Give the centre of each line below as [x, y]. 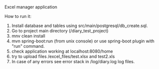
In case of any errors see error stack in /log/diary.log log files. [73, 62]
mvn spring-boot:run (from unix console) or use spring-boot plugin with [83, 41]
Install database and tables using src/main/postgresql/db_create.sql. [79, 26]
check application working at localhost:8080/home [62, 51]
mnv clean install [28, 36]
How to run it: [18, 16]
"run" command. [28, 46]
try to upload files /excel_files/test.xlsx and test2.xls [63, 56]
